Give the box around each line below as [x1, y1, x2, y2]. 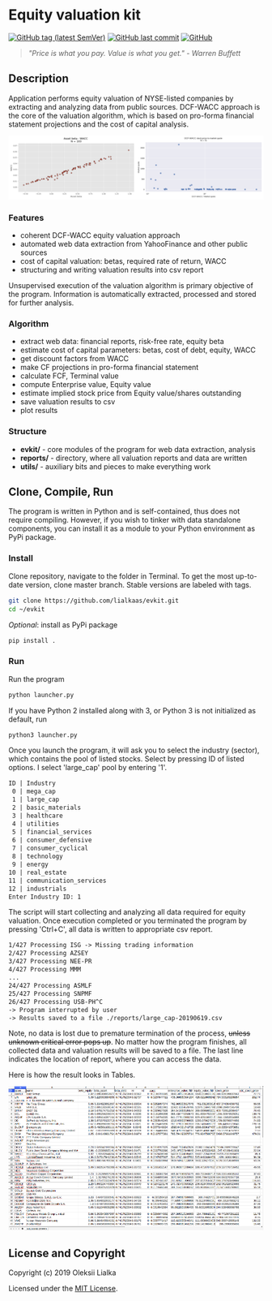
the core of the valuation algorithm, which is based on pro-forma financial [8, 110, 254, 120]
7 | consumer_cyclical [11, 844, 89, 853]
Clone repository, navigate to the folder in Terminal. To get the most [8, 571, 234, 581]
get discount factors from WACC [19, 354, 130, 364]
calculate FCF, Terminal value [19, 371, 119, 381]
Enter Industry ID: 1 [8, 893, 82, 902]
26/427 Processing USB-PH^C [8, 998, 104, 1006]
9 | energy [11, 860, 49, 869]
